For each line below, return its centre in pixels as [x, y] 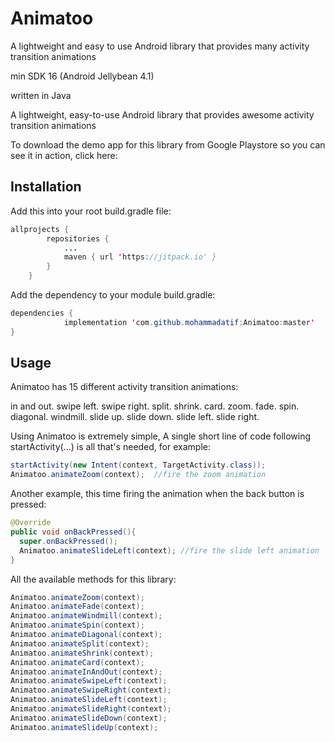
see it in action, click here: [64, 155]
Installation [46, 187]
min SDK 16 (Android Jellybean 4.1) [82, 76]
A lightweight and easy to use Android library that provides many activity [160, 46]
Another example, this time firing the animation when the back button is [157, 494]
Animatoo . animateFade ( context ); [77, 607]
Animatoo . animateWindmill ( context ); [86, 616]
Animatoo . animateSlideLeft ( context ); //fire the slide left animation [169, 550]
